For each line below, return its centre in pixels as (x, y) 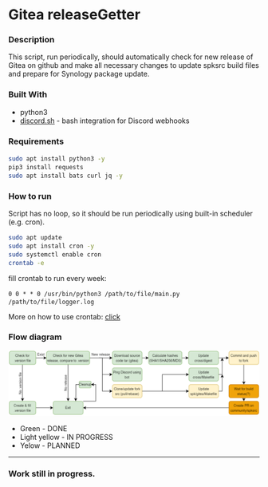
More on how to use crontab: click (65, 316)
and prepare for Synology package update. (79, 74)
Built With (28, 95)
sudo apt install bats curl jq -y (66, 176)
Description (32, 40)
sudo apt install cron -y (51, 246)
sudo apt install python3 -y (57, 159)
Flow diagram (35, 337)
